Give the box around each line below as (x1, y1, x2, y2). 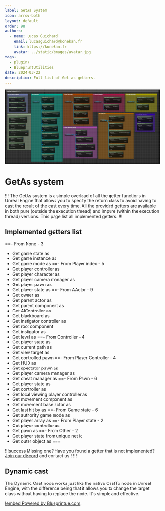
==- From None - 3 (5, 241, 44, 247)
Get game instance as (12, 255, 56, 261)
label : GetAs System (5, 8, 48, 13)
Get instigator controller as (12, 318, 66, 324)
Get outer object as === (12, 438, 61, 444)
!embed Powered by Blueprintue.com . (5, 500, 82, 506)
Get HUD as (12, 360, 37, 366)
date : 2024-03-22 (5, 70, 41, 75)
